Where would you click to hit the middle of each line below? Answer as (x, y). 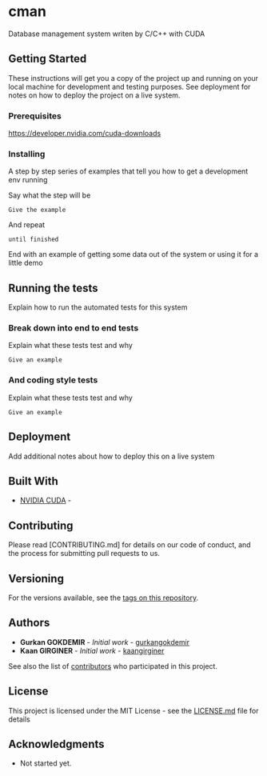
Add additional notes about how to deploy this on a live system (112, 456)
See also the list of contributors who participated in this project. (113, 666)
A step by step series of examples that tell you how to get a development (128, 171)
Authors (29, 623)
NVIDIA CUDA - (46, 500)
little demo (26, 263)
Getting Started (48, 59)
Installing (27, 154)
